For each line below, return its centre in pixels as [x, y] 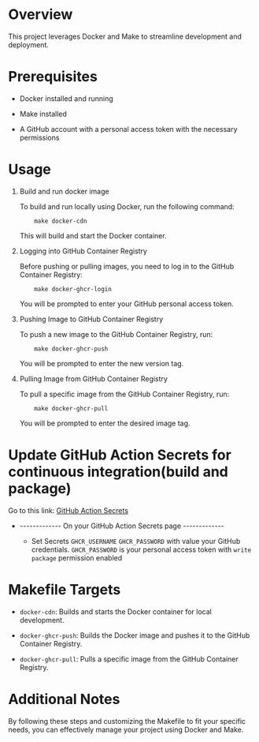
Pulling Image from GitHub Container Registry [93, 378]
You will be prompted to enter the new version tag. [102, 363]
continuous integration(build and [118, 472]
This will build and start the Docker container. [93, 235]
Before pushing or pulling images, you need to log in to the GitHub [127, 266]
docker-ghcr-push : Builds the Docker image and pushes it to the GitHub [135, 635]
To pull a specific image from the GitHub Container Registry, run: [124, 394]
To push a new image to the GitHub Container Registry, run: [116, 334]
